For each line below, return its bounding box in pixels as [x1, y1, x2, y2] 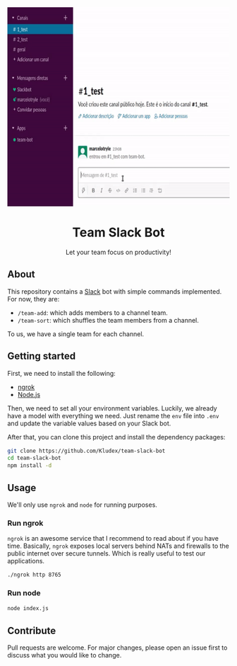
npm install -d [7, 462, 52, 469]
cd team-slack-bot [7, 454, 61, 462]
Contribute [7, 624, 56, 636]
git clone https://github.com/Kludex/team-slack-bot [7, 447, 166, 454]
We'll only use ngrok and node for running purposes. [7, 500, 157, 509]
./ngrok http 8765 [7, 571, 61, 579]
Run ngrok [7, 518, 44, 528]
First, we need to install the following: [7, 369, 116, 377]
